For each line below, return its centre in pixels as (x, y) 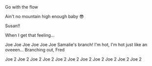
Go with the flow (22, 7)
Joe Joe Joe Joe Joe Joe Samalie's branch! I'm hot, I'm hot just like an (76, 45)
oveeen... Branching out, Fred (35, 50)
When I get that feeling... (30, 35)
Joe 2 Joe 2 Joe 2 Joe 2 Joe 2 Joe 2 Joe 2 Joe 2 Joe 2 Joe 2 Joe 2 (73, 59)
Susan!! (13, 26)
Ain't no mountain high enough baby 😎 (44, 16)
